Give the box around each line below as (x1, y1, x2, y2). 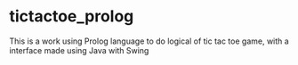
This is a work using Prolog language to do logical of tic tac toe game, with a (9, 36, 289, 46)
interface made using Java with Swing (9, 45, 149, 55)
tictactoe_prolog (9, 6, 134, 27)
